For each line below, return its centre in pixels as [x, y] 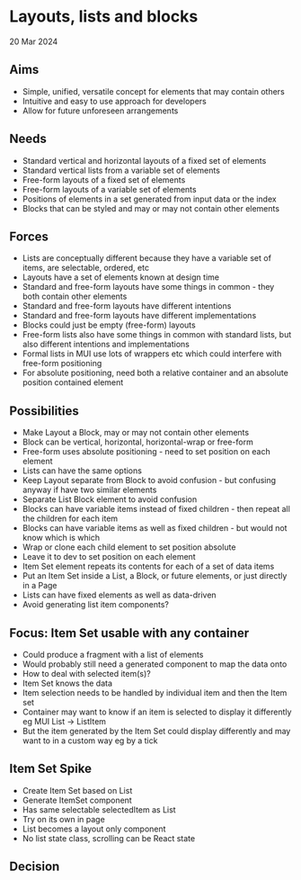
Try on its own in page [63, 819]
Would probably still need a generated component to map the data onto [155, 664]
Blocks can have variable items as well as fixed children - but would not [155, 528]
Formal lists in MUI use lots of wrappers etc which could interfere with [152, 354]
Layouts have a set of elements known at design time [121, 277]
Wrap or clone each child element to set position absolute [129, 547]
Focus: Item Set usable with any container [129, 633]
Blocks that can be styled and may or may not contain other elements [151, 208]
